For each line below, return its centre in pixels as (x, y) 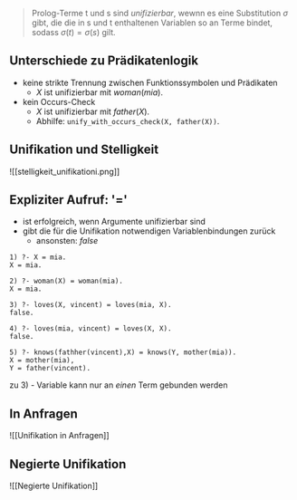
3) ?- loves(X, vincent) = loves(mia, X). (91, 305)
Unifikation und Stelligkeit (84, 150)
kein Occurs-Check (59, 101)
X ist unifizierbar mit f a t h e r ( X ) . (93, 111)
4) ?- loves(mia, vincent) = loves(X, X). (91, 329)
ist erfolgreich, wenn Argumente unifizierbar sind (114, 222)
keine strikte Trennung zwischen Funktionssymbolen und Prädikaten (150, 82)
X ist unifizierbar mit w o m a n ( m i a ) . (99, 92)
